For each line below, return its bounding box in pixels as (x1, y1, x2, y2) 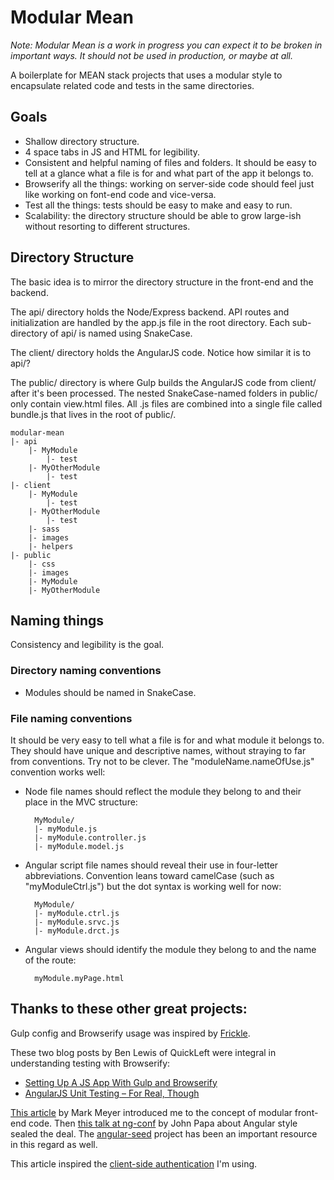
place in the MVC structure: (24, 796, 138, 808)
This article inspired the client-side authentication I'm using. (10, 1157, 258, 1170)
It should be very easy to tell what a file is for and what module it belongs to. (10, 734, 325, 746)
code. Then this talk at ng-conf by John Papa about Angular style (28, 1117, 298, 1129)
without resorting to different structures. (24, 220, 191, 232)
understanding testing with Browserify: (10, 1057, 171, 1069)
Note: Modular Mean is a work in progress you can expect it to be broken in (10, 39, 323, 51)
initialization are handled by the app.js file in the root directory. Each (10, 316, 290, 328)
